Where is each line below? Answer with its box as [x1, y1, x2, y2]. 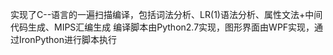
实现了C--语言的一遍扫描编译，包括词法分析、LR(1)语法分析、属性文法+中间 [10, 9, 323, 20]
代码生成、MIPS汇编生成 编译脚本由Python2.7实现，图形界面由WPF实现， [10, 21, 315, 33]
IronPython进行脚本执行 [18, 34, 118, 45]
